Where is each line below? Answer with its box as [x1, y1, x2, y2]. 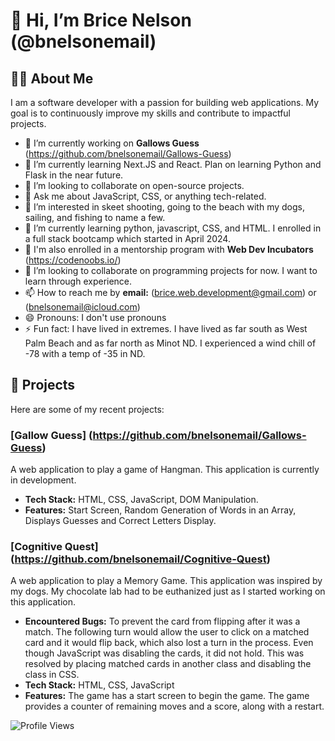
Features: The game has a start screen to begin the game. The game [24, 690, 310, 702]
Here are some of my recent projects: [10, 403, 165, 415]
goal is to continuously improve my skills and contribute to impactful [10, 107, 291, 119]
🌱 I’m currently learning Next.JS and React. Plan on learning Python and [24, 159, 322, 170]
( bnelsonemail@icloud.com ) [24, 301, 141, 313]
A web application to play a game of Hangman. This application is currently [10, 464, 320, 476]
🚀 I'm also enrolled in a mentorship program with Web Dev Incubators [24, 244, 314, 255]
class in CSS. [24, 669, 80, 681]
